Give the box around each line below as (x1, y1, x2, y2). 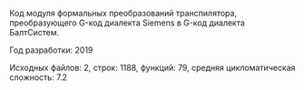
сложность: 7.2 (9, 72, 68, 83)
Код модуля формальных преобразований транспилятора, (9, 8, 238, 18)
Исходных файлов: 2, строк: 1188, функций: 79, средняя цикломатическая (9, 63, 296, 73)
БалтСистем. (9, 27, 60, 37)
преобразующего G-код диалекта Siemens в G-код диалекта (9, 17, 245, 28)
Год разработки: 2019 (9, 45, 93, 55)
